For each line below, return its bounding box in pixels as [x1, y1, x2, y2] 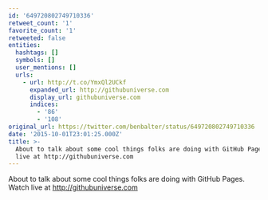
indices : [29, 100, 59, 108]
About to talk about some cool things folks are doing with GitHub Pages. [8, 175, 245, 184]
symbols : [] [15, 57, 56, 65]
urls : [15, 71, 34, 79]
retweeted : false [8, 33, 66, 42]
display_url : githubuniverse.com [29, 93, 141, 101]
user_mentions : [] [15, 64, 77, 72]
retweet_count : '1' [8, 19, 73, 27]
